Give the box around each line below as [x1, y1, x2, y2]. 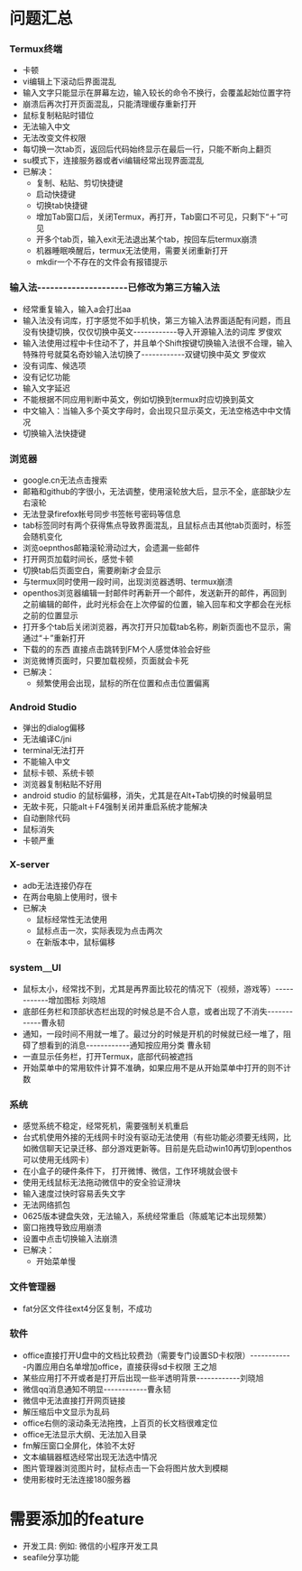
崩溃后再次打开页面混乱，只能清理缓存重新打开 [22, 98, 197, 109]
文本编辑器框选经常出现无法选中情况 [22, 1451, 158, 1462]
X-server [9, 858, 50, 871]
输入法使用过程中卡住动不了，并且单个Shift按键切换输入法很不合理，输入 [22, 337, 293, 348]
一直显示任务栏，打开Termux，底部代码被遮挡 [22, 1050, 194, 1061]
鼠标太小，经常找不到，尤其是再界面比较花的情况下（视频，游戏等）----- [22, 983, 294, 993]
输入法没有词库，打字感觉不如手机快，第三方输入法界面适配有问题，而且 [22, 315, 291, 326]
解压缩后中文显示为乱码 [22, 1406, 110, 1417]
